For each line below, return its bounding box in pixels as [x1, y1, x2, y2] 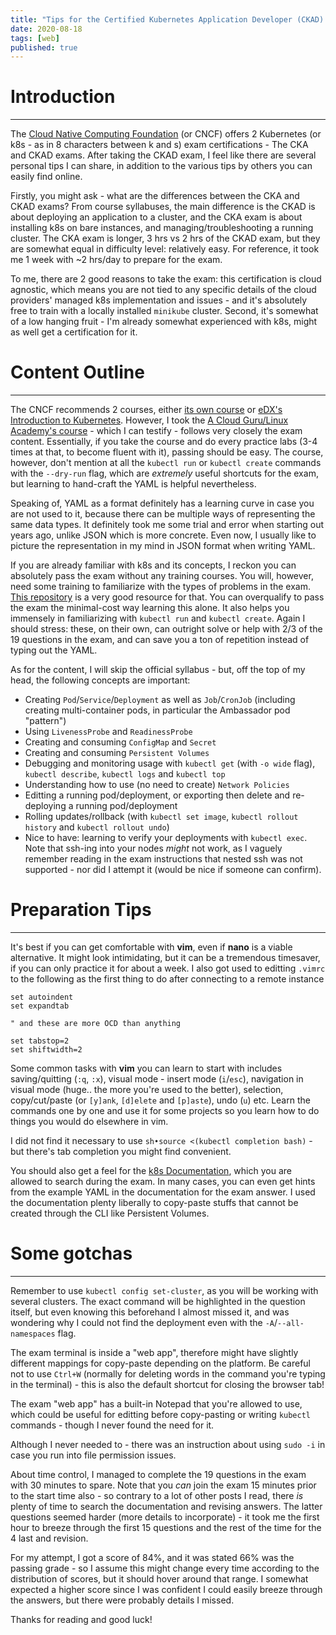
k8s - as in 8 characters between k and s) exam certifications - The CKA [10, 139, 309, 151]
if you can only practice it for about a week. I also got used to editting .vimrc [10, 962, 326, 975]
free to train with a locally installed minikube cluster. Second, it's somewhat [10, 305, 319, 317]
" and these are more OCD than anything [10, 1019, 182, 1029]
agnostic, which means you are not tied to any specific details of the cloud [10, 284, 317, 296]
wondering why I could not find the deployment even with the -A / [10, 1317, 278, 1328]
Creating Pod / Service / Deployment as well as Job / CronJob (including [24, 694, 296, 706]
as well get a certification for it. [10, 326, 138, 338]
